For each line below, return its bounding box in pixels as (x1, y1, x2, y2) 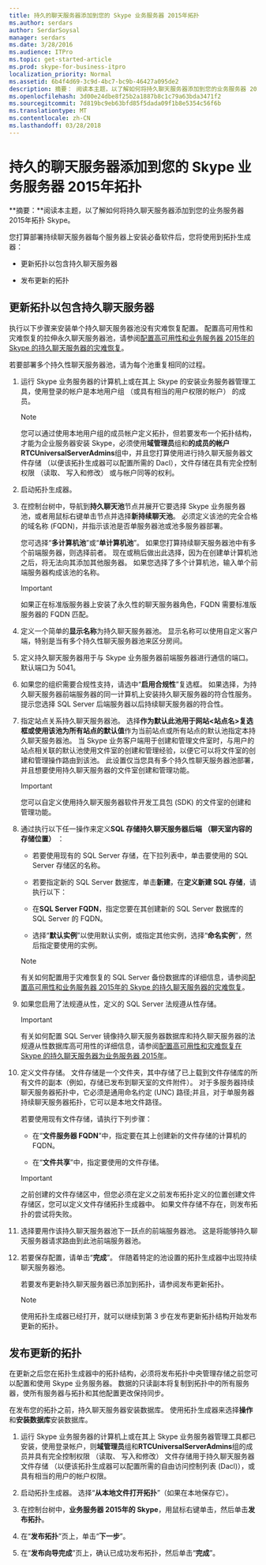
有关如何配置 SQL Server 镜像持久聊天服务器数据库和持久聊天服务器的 (20, 1031, 249, 1040)
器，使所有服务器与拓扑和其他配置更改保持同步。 (9, 1388, 168, 1398)
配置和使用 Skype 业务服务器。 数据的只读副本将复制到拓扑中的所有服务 (15, 1379, 250, 1388)
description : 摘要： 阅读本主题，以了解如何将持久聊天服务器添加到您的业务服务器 (9, 84, 247, 93)
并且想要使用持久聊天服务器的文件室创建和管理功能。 (20, 765, 194, 774)
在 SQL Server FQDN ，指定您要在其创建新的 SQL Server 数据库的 (32, 904, 244, 913)
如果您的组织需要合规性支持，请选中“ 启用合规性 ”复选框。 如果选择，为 (20, 680, 251, 689)
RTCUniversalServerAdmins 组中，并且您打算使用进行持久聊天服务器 (20, 447, 247, 458)
